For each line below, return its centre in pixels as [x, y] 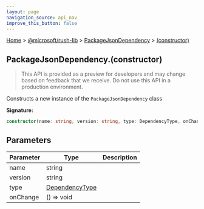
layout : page [23, 12]
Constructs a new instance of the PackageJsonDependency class [84, 99]
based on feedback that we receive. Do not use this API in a [96, 81]
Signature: [20, 110]
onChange [24, 197]
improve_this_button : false [42, 23]
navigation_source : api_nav [42, 18]
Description [120, 157]
